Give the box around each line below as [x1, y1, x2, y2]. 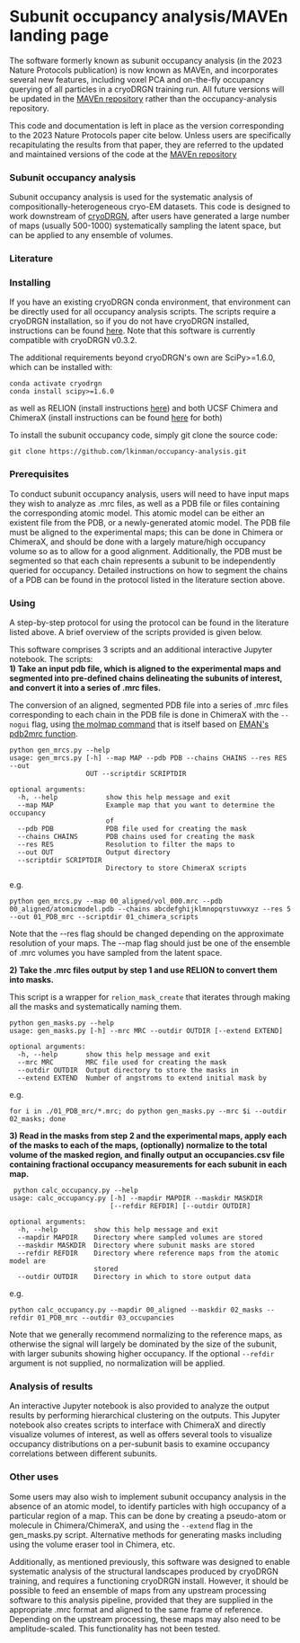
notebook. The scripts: [9, 654, 93, 665]
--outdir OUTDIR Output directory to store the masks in [17, 1066, 240, 1075]
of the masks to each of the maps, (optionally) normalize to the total [9, 1140, 268, 1151]
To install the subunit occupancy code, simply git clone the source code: [9, 429, 278, 441]
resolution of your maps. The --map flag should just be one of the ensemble [9, 938, 291, 949]
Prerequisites [9, 468, 69, 481]
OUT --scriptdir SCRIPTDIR [85, 770, 187, 779]
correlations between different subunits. [9, 1448, 158, 1459]
